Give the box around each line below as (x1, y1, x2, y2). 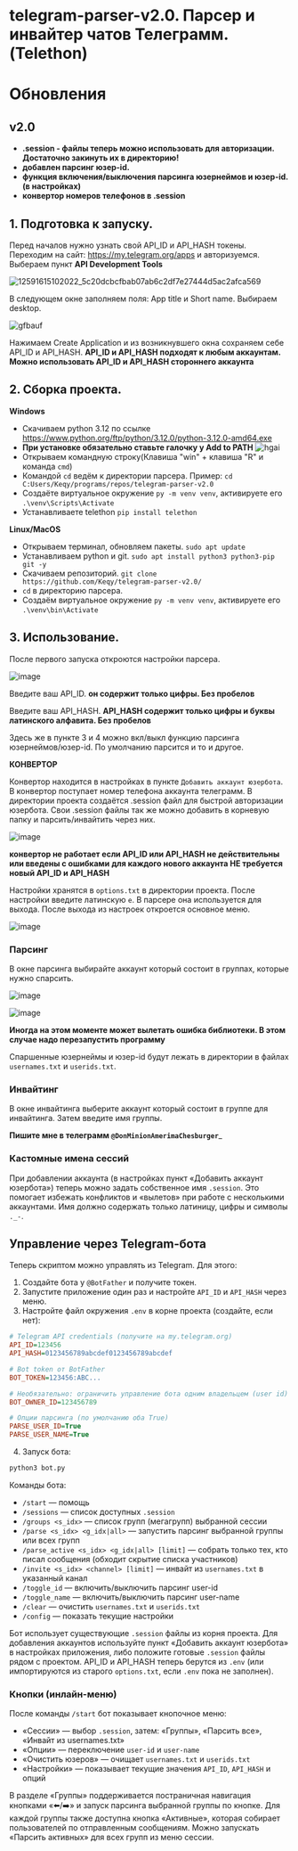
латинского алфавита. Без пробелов (9, 715, 151, 725)
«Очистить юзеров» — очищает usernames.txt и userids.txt (21, 1754, 251, 1765)
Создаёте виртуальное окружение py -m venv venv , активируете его (21, 487, 283, 498)
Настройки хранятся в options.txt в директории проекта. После (9, 884, 255, 896)
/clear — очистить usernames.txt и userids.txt (21, 1601, 200, 1611)
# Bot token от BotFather (9, 1364, 105, 1373)
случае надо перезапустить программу (9, 1034, 166, 1044)
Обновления (9, 84, 107, 104)
